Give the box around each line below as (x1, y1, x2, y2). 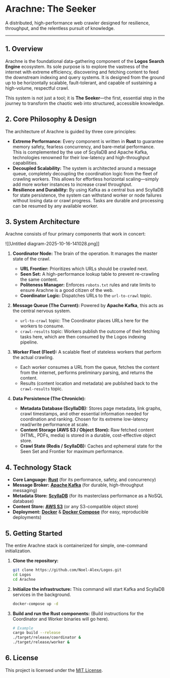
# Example (12, 625, 34, 631)
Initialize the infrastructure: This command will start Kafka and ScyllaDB (12, 586, 165, 592)
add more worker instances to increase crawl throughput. (12, 181, 133, 187)
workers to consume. (20, 323, 65, 329)
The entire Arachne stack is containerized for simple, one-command (5, 543, 148, 548)
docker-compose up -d (12, 601, 58, 606)
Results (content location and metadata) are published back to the (20, 381, 158, 387)
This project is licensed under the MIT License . (5, 667, 103, 673)
